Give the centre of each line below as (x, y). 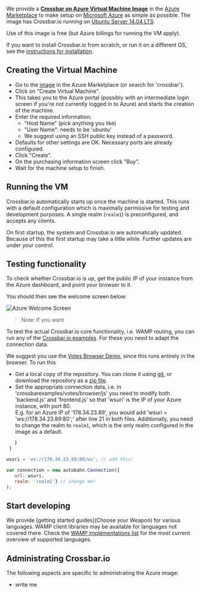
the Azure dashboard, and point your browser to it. (69, 285)
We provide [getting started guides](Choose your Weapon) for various (94, 520)
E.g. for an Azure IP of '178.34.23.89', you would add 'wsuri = (91, 413)
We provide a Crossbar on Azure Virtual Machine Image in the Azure (93, 9)
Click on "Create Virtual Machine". (57, 91)
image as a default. (39, 432)
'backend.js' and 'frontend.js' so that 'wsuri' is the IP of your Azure (98, 400)
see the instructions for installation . (50, 51)
